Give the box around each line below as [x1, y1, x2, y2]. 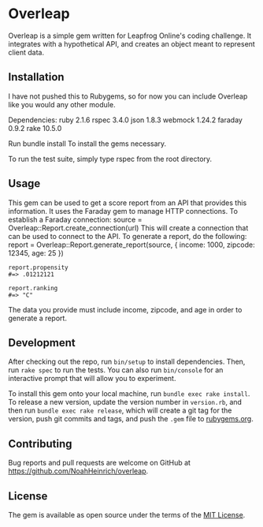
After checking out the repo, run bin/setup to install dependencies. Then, [8, 357, 246, 367]
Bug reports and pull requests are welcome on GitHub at [8, 458, 191, 468]
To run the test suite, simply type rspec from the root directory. [8, 154, 213, 163]
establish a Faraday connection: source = [8, 215, 143, 224]
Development [8, 336, 76, 349]
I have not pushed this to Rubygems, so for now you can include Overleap [8, 92, 248, 101]
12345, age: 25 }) [8, 248, 65, 257]
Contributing [8, 437, 72, 450]
